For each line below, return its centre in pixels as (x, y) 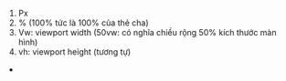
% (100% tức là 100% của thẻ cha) (83, 23)
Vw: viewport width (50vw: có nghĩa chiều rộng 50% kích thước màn (147, 32)
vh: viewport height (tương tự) (74, 52)
